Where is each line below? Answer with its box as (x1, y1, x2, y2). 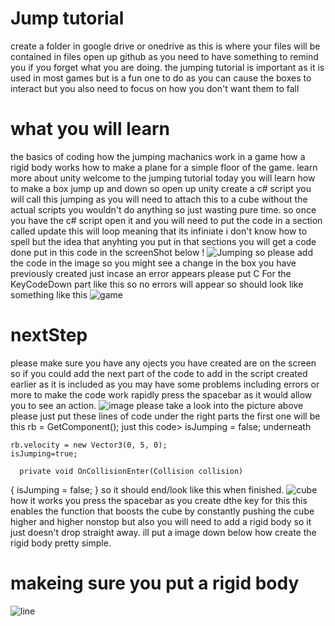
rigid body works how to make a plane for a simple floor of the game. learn (10, 161, 318, 173)
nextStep (10, 324, 88, 347)
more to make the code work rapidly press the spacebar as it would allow (10, 388, 313, 401)
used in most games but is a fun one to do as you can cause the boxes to (10, 72, 312, 84)
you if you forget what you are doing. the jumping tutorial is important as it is (10, 61, 325, 73)
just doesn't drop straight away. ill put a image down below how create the (10, 526, 317, 538)
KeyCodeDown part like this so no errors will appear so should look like (10, 278, 304, 290)
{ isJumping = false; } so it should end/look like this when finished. (10, 483, 285, 496)
